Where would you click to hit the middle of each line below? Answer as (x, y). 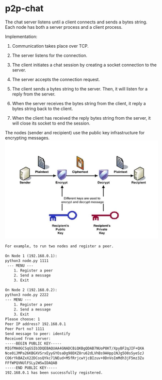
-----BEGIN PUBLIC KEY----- (33, 344)
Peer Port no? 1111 (25, 329)
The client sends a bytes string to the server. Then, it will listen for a (80, 89)
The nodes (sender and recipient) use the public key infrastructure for (75, 132)
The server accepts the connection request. (56, 79)
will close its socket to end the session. (51, 123)
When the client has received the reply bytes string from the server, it (81, 118)
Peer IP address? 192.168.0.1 (36, 324)
